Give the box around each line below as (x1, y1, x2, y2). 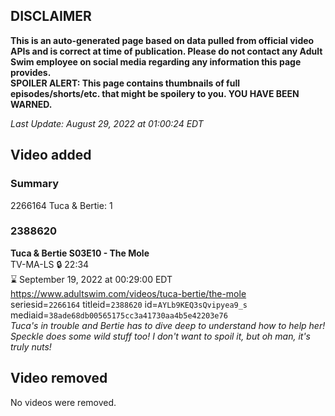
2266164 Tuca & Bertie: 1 (10, 199, 113, 211)
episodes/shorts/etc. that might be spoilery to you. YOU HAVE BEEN (10, 87, 300, 99)
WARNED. (10, 98, 53, 110)
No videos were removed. (10, 396, 117, 408)
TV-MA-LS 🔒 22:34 (10, 258, 90, 270)
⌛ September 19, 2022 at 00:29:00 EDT (10, 273, 173, 285)
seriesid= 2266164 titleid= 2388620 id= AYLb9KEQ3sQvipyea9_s (10, 298, 248, 310)
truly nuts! (10, 340, 52, 353)
